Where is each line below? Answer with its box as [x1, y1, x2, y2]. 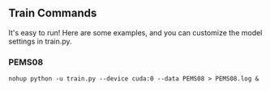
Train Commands [8, 6, 97, 20]
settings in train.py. [8, 36, 72, 46]
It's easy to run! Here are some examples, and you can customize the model [8, 27, 263, 37]
